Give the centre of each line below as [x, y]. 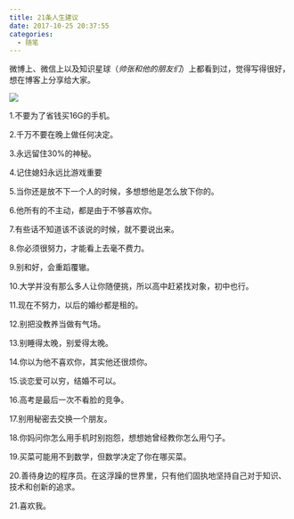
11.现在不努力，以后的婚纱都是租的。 [76, 305]
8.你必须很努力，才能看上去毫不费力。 [79, 248]
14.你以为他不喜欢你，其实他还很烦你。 [81, 362]
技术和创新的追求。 [45, 487]
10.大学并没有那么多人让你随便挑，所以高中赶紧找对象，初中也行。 [131, 286]
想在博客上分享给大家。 [52, 80]
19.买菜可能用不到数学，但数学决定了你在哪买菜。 [100, 457]
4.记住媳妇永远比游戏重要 [56, 173]
